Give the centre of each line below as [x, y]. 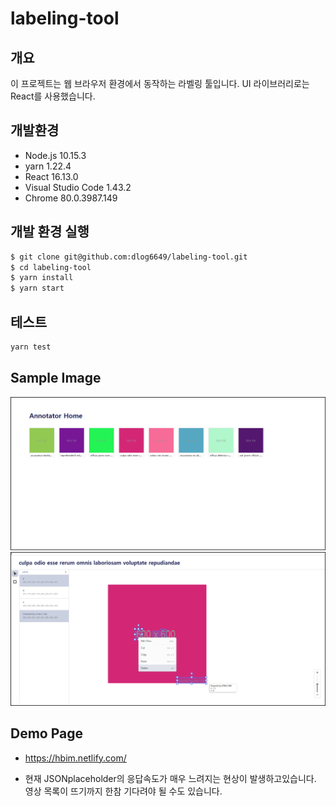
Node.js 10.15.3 [55, 155]
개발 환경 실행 [50, 232]
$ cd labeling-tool [51, 267]
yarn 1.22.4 [48, 166]
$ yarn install [42, 278]
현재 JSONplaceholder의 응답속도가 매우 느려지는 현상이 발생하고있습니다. [170, 778]
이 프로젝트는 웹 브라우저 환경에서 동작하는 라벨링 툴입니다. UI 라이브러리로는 [160, 83]
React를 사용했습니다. [53, 96]
